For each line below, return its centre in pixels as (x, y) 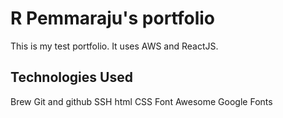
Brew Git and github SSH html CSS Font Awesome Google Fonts (141, 101)
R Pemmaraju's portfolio (113, 18)
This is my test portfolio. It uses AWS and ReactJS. (114, 46)
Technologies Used (71, 77)
